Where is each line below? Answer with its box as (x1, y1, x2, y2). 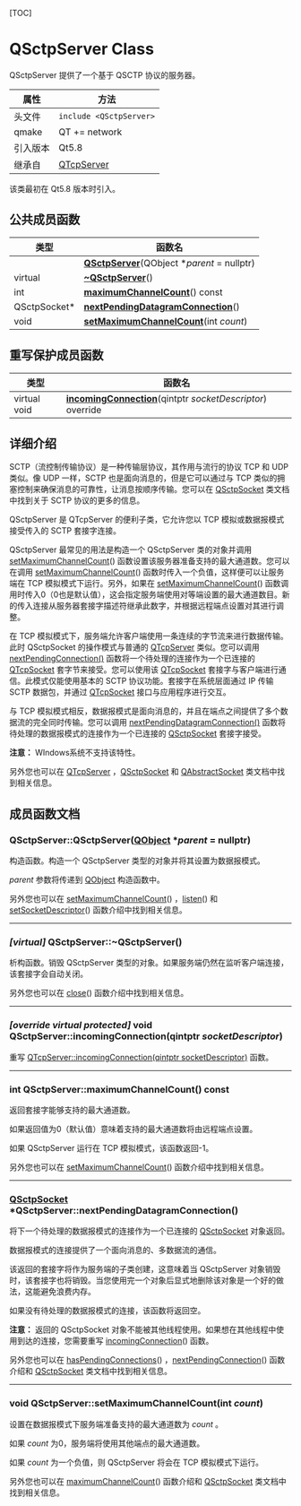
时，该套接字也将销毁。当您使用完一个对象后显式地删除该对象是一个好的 (9, 1275, 276, 1285)
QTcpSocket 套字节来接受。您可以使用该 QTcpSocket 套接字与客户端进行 (9, 664, 279, 675)
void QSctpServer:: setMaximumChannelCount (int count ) (9, 1398, 264, 1410)
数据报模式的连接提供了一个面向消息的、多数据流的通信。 (9, 1245, 221, 1256)
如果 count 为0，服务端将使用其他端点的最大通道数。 (9, 1438, 205, 1449)
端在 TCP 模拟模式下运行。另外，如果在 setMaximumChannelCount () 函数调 (9, 578, 289, 589)
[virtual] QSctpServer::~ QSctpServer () (9, 936, 183, 948)
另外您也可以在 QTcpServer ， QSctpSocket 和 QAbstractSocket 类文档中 (9, 766, 278, 777)
